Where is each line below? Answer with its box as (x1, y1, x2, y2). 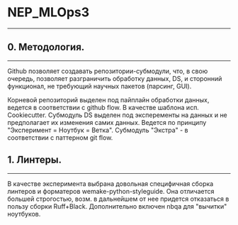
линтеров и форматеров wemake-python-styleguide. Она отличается (7, 187, 215, 195)
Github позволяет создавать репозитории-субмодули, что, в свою (7, 67, 208, 75)
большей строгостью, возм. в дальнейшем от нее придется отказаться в (7, 194, 229, 203)
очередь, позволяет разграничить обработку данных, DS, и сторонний (7, 74, 222, 82)
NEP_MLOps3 (7, 4, 90, 21)
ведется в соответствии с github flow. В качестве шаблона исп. (7, 103, 200, 111)
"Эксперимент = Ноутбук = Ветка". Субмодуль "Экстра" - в (7, 126, 188, 134)
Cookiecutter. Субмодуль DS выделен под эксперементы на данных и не (7, 111, 228, 119)
